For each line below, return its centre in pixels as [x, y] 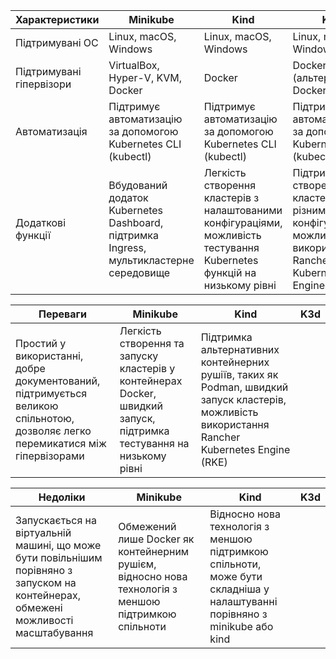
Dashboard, [136, 222]
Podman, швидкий [244, 387]
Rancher [220, 437]
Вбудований [138, 185]
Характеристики [57, 19]
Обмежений [147, 526]
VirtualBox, [134, 65]
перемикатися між [61, 443]
